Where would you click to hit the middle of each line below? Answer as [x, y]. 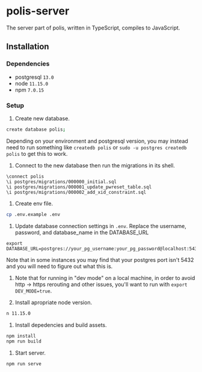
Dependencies [28, 64]
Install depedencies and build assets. [61, 325]
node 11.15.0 [32, 83]
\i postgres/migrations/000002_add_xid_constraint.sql [76, 192]
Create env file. [34, 203]
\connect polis [25, 176]
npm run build [24, 341]
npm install [21, 336]
